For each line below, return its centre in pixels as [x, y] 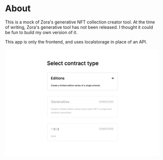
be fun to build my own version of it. [41, 32]
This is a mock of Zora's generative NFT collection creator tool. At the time [80, 22]
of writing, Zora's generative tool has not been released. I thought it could [79, 27]
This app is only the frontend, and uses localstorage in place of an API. [76, 41]
